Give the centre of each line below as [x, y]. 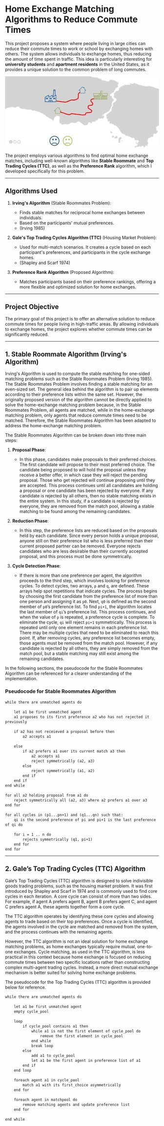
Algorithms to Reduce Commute [72, 19]
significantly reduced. [27, 334]
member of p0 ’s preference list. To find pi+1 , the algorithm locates [86, 607]
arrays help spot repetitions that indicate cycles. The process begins [88, 591]
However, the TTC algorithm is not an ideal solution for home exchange [76, 941]
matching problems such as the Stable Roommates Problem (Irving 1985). [79, 379]
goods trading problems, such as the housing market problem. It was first [79, 886]
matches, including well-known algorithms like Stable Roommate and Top [79, 161]
